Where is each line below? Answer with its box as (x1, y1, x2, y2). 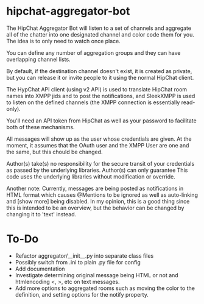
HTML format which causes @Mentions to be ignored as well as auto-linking (6, 191, 198, 199)
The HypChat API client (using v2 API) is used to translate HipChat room (6, 85, 188, 93)
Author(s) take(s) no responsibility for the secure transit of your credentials (6, 160, 195, 167)
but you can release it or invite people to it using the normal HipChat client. (6, 74, 194, 81)
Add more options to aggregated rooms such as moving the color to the (15, 285, 195, 292)
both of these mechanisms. (6, 123, 75, 130)
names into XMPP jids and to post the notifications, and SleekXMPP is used (6, 92, 195, 99)
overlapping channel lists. (6, 55, 71, 63)
